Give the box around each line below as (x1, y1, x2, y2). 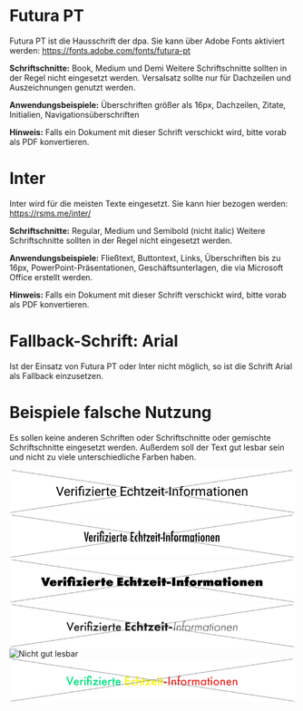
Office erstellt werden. (9, 271, 93, 282)
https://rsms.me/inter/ (9, 208, 92, 219)
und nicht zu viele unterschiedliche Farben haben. (9, 451, 197, 463)
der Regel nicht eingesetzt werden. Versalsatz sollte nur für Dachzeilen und (9, 72, 292, 83)
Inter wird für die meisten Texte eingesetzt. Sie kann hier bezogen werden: (9, 198, 288, 209)
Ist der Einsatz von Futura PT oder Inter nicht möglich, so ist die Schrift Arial (9, 360, 293, 372)
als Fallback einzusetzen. (9, 370, 104, 381)
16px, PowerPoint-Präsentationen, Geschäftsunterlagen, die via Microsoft (9, 262, 284, 273)
